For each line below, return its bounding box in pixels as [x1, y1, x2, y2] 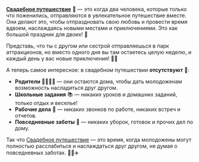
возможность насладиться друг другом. [14, 84, 118, 91]
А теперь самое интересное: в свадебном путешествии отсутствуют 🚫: [6, 66, 189, 74]
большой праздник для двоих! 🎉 [6, 31, 88, 38]
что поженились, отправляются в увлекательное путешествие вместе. [6, 12, 187, 19]
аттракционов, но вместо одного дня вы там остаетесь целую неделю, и [6, 49, 192, 56]
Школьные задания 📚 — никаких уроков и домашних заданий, [14, 91, 178, 98]
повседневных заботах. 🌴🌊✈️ [6, 149, 79, 156]
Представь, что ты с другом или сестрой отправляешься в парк [6, 42, 169, 49]
